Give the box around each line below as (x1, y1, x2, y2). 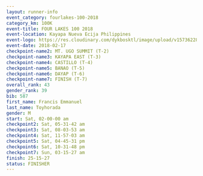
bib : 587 (6, 93, 28, 99)
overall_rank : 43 (6, 82, 50, 88)
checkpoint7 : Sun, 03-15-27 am (6, 149, 85, 155)
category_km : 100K (6, 20, 53, 26)
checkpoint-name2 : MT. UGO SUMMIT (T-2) (6, 48, 110, 54)
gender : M (6, 110, 31, 116)
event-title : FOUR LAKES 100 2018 (6, 25, 94, 32)
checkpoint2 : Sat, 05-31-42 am (6, 122, 85, 128)
